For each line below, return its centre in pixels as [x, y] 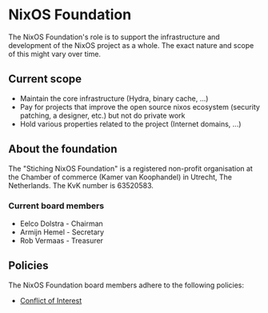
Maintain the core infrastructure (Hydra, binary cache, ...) [114, 98]
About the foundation [63, 149]
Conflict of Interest [51, 300]
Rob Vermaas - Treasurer [62, 240]
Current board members [56, 206]
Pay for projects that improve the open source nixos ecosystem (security [140, 106]
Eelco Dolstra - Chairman [62, 223]
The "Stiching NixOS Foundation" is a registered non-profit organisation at [131, 168]
